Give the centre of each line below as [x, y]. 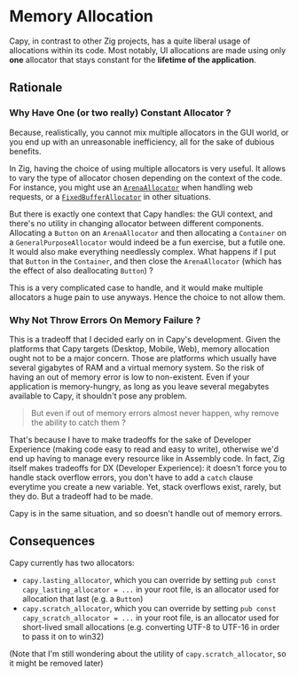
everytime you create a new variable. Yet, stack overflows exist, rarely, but [145, 486]
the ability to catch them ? [78, 422]
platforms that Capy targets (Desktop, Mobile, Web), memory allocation [139, 349]
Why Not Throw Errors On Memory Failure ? [105, 319]
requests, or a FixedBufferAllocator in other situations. [110, 196]
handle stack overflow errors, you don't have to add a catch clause [131, 477]
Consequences [52, 542]
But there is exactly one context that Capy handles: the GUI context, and [141, 214]
